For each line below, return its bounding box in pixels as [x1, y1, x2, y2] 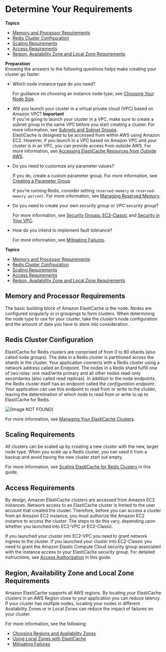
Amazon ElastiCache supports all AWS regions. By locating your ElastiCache [5, 590, 162, 596]
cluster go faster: [5, 71, 40, 77]
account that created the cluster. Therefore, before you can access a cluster [5, 508, 162, 514]
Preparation [5, 60, 30, 66]
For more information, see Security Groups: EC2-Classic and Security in [12, 212, 160, 218]
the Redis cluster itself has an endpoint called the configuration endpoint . [5, 380, 156, 386]
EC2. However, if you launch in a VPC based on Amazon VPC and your [12, 137, 157, 143]
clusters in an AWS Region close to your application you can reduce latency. [5, 595, 161, 601]
